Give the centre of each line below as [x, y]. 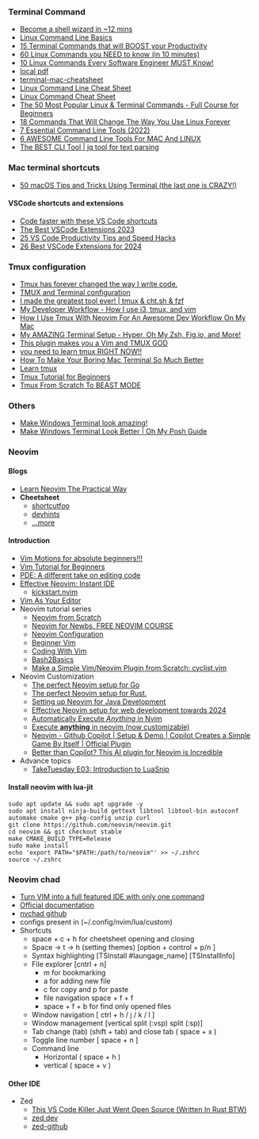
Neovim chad [34, 879]
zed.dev [45, 1118]
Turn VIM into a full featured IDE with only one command [112, 897]
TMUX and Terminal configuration [75, 293]
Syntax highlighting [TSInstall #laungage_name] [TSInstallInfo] [133, 956]
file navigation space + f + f [88, 998]
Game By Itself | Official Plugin [81, 744]
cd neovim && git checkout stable [65, 832]
